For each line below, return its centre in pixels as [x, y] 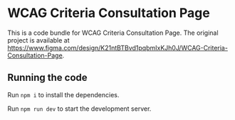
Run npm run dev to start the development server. [79, 109]
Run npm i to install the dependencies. [63, 94]
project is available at [38, 40]
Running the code [47, 78]
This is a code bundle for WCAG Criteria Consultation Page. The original [113, 33]
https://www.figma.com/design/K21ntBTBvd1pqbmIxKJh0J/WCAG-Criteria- [117, 48]
